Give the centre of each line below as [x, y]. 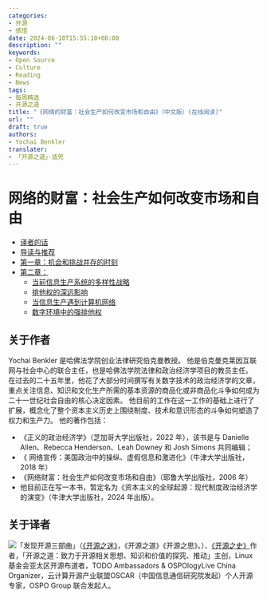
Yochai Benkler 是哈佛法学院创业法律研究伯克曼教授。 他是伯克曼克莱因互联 [133, 360]
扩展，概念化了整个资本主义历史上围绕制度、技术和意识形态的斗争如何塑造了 [134, 410]
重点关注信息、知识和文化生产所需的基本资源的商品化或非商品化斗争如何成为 [134, 390]
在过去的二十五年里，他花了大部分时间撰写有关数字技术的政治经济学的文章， [134, 380]
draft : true [28, 127]
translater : [28, 149]
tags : [17, 90]
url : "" [21, 120]
